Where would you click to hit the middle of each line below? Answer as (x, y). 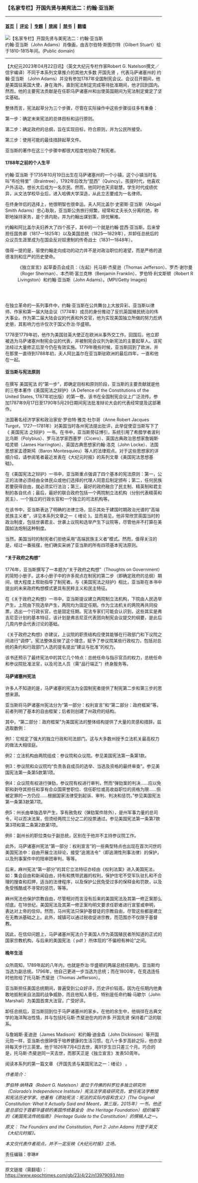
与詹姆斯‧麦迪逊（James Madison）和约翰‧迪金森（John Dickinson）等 (78, 1034)
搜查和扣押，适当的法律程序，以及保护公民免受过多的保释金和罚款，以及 (88, 882)
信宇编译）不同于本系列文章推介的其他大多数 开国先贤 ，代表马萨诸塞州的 (80, 72)
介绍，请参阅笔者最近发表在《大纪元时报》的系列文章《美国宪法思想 (79, 457)
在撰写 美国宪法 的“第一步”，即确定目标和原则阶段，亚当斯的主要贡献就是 (80, 384)
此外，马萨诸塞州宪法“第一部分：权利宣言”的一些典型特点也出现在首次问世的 (83, 846)
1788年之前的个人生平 (28, 163)
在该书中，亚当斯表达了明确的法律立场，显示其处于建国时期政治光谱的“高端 (83, 509)
